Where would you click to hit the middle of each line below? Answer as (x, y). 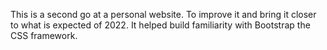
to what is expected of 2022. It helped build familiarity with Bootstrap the (160, 25)
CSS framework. (44, 35)
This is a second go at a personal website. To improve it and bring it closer (163, 14)
